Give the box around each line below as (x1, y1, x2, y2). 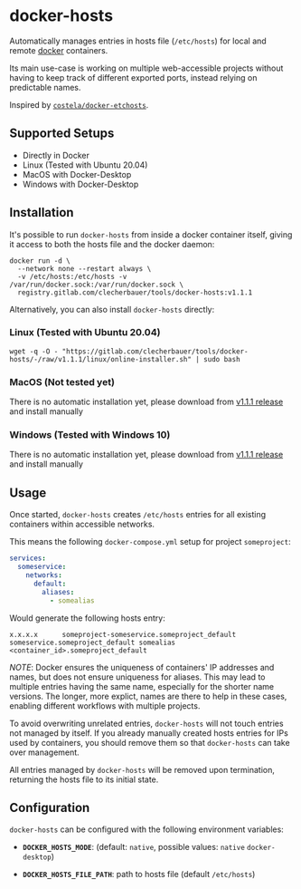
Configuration (9, 799, 90, 816)
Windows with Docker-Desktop (22, 179, 139, 189)
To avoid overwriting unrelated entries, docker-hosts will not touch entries (9, 718, 284, 729)
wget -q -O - (9, 346, 59, 356)
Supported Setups (9, 126, 115, 141)
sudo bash (202, 354, 241, 363)
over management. (9, 747, 80, 758)
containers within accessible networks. (9, 518, 155, 530)
